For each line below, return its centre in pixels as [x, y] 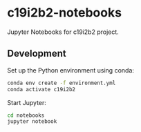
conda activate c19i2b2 [41, 89]
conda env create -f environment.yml [62, 83]
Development [37, 54]
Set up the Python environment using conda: [71, 70]
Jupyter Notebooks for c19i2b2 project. [63, 32]
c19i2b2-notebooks [65, 13]
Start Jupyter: [27, 102]
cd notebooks [26, 115]
